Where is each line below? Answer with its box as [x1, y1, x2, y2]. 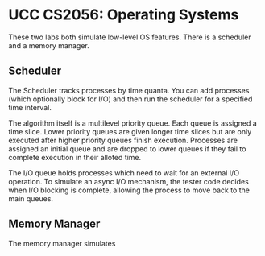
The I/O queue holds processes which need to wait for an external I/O [8, 167, 240, 178]
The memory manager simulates [8, 238, 116, 248]
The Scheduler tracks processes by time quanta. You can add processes [8, 85, 250, 95]
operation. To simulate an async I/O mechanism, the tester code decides [8, 176, 250, 186]
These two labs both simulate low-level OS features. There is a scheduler [8, 32, 251, 42]
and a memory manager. [8, 40, 90, 50]
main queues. [8, 193, 54, 203]
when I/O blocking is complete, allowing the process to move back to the [8, 185, 250, 195]
